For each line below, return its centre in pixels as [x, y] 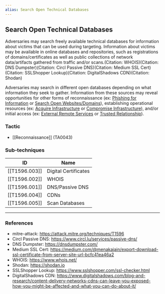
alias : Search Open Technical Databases [47, 10]
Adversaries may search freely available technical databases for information [82, 41]
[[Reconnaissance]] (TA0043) [42, 137]
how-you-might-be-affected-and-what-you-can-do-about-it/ [74, 286]
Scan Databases [66, 203]
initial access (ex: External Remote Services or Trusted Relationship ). [75, 114]
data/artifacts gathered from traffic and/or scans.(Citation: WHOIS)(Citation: [82, 63]
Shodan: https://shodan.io [39, 265]
